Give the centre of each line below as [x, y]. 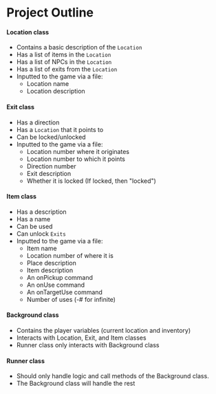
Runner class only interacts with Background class [88, 345]
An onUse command [56, 285]
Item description [50, 270]
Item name [42, 248]
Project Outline [50, 13]
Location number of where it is [70, 255]
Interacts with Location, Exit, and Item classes [81, 338]
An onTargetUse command [64, 292]
